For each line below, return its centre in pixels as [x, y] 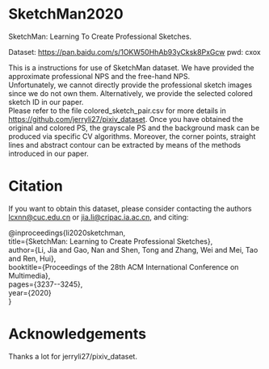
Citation [36, 186]
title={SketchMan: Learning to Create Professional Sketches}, [111, 241]
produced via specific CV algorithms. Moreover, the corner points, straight [132, 136]
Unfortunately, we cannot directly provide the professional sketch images [130, 85]
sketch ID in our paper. [46, 102]
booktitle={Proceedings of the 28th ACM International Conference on [124, 266]
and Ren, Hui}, [32, 258]
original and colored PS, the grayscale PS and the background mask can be [134, 128]
